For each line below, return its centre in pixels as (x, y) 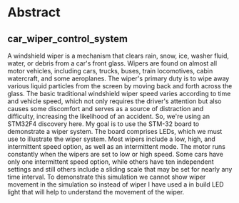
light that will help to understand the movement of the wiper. (96, 192)
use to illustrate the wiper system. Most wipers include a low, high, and (111, 139)
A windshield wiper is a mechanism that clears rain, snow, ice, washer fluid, (118, 56)
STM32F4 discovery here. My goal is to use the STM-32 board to (103, 124)
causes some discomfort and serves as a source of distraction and (106, 109)
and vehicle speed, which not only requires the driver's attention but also (115, 101)
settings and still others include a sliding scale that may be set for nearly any (120, 169)
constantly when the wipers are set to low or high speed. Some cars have (115, 154)
